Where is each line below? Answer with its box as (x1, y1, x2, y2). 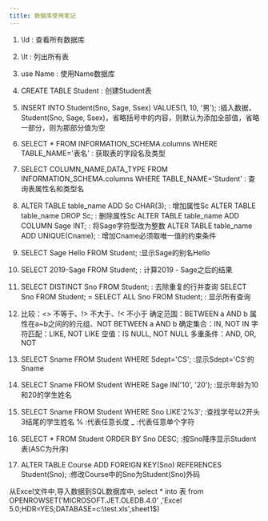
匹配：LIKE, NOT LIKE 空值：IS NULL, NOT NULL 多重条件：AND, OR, (27, 329, 257, 339)
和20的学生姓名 (20, 390, 73, 399)
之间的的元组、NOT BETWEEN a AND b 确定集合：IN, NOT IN (47, 319, 250, 328)
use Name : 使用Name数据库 (20, 69, 115, 78)
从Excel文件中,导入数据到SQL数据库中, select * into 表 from (9, 486, 204, 496)
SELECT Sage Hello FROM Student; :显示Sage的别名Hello (20, 247, 210, 257)
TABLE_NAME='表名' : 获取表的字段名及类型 (20, 148, 166, 158)
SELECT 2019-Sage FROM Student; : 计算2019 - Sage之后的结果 (20, 265, 233, 275)
